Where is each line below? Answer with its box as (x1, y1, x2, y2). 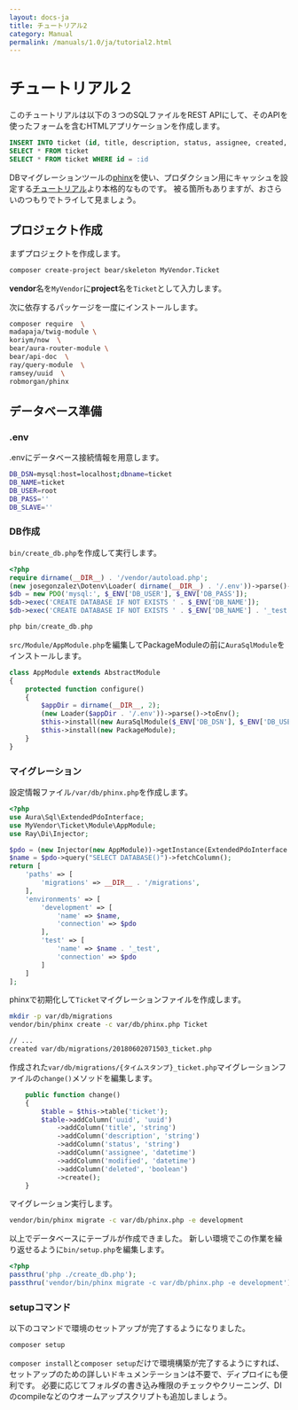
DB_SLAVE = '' (9, 503, 53, 512)
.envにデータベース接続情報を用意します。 (9, 452, 164, 463)
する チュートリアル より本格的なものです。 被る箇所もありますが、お (16, 183, 267, 193)
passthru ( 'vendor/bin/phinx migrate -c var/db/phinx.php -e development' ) (9, 1279, 292, 1288)
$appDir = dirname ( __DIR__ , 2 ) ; (41, 701, 161, 710)
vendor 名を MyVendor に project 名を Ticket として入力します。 (9, 283, 227, 294)
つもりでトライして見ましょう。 (24, 194, 141, 205)
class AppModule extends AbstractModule (9, 668, 161, 677)
